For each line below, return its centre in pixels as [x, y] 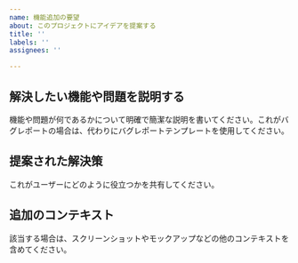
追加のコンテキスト [62, 215]
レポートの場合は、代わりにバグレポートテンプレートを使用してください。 [153, 131]
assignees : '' [36, 51]
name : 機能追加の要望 [44, 17]
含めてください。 [40, 249]
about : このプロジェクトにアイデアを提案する [83, 26]
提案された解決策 [56, 161]
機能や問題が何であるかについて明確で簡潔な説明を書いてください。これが [145, 119]
